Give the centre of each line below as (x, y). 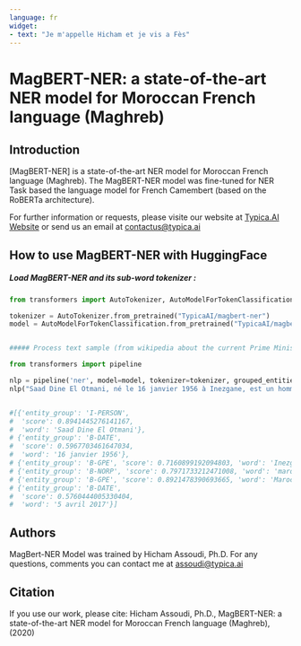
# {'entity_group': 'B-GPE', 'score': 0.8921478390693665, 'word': (138, 480)
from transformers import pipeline (76, 364)
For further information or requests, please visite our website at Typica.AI (144, 217)
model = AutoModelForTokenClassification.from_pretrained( (122, 324)
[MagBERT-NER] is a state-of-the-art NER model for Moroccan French (139, 171)
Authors (33, 533)
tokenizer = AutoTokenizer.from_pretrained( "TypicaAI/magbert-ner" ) (140, 316)
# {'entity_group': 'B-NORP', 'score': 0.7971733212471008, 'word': (140, 471)
